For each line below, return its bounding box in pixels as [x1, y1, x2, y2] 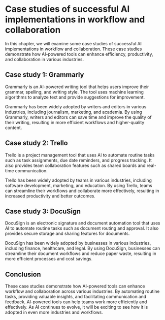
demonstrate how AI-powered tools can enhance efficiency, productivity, [5, 51, 154, 57]
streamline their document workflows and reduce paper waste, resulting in [5, 251, 157, 256]
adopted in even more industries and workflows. [5, 309, 103, 316]
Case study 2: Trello [5, 139, 68, 147]
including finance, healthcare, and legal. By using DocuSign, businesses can [5, 245, 160, 252]
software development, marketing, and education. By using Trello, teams [5, 182, 153, 188]
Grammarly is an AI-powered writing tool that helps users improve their [5, 84, 149, 90]
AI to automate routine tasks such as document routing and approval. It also [5, 225, 159, 231]
